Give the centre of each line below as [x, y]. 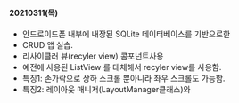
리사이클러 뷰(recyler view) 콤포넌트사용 [93, 56]
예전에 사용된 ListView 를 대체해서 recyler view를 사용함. [122, 67]
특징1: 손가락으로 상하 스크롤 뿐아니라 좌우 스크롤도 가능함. [124, 78]
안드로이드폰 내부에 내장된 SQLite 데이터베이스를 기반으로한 [126, 34]
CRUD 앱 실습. [48, 45]
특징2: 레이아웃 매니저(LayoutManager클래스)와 [106, 90]
